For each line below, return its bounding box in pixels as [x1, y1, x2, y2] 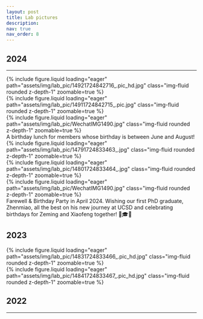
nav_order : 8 [6, 31, 39, 37]
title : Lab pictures [6, 14, 59, 21]
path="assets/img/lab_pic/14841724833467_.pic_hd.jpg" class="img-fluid [6, 272, 190, 279]
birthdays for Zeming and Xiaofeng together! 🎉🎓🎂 [6, 210, 132, 217]
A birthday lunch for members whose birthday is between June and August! [6, 133, 195, 140]
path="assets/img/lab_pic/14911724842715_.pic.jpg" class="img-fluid [6, 101, 179, 108]
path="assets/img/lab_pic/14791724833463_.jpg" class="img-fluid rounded [6, 146, 195, 153]
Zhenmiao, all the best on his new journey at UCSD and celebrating [6, 204, 173, 211]
